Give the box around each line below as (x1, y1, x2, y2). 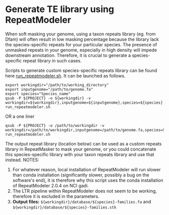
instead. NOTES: (5, 157, 39, 163)
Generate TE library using (5, 4, 114, 15)
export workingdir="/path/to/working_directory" (5, 82, 109, 88)
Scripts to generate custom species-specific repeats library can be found (5, 67, 157, 74)
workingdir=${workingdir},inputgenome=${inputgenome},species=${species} (5, 100, 163, 105)
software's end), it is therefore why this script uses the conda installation (12, 177, 163, 183)
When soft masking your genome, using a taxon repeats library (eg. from (5, 31, 156, 37)
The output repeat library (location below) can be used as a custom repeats (5, 140, 162, 147)
